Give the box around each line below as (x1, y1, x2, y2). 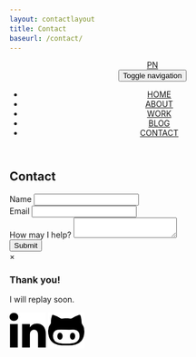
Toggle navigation (122, 71, 182, 81)
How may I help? (9, 229, 72, 240)
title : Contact (9, 24, 67, 34)
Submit (14, 240, 38, 250)
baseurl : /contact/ (9, 34, 83, 43)
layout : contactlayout (9, 14, 95, 24)
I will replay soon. (9, 294, 75, 305)
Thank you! (9, 273, 61, 285)
